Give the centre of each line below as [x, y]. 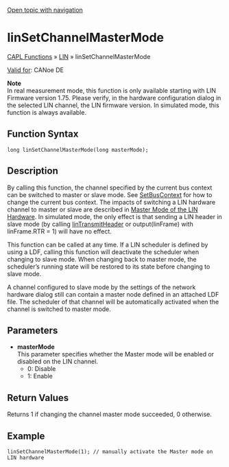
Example [26, 436]
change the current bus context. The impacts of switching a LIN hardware [111, 202]
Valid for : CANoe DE [35, 70]
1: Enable [40, 376]
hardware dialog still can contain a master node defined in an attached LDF [113, 294]
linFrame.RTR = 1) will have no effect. [59, 231]
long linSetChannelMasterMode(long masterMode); [78, 150]
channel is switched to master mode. [59, 309]
